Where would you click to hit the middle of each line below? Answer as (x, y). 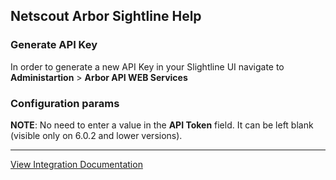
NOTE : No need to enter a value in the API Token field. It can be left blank (162, 125)
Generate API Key (54, 45)
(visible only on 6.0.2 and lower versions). (96, 135)
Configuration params (65, 103)
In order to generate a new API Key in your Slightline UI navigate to (147, 66)
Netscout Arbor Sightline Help (106, 16)
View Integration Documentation (76, 164)
